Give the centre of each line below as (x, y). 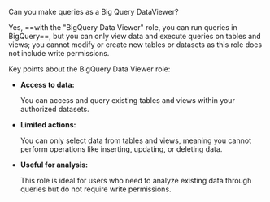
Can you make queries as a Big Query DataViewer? (94, 12)
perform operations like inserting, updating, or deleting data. (121, 149)
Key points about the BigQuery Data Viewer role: (89, 69)
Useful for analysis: (54, 165)
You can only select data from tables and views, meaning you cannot (136, 140)
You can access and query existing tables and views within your (128, 100)
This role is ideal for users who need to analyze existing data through (136, 181)
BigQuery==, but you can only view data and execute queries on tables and (135, 36)
